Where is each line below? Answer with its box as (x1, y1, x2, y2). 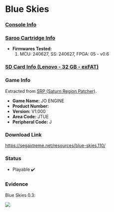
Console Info (5, 21, 37, 28)
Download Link (5, 131, 42, 138)
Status (5, 155, 21, 162)
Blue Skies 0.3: (5, 192, 36, 198)
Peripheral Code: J (12, 119, 52, 125)
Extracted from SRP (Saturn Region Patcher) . (5, 88, 97, 94)
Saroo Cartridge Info (5, 35, 56, 42)
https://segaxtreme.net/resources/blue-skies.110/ (5, 142, 106, 148)
